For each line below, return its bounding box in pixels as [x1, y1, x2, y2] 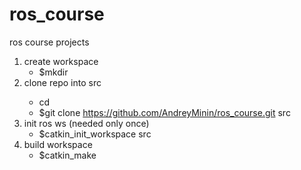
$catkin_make [38, 149, 97, 161]
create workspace [23, 55, 99, 67]
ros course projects [9, 36, 90, 48]
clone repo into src [23, 76, 102, 88]
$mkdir [38, 66, 69, 78]
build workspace [23, 138, 93, 150]
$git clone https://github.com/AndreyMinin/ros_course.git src [38, 106, 291, 118]
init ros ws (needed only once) [23, 117, 150, 129]
